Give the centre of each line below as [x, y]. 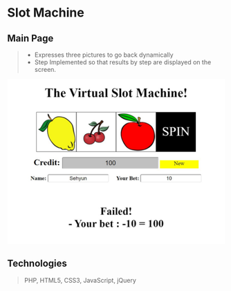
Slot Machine [46, 13]
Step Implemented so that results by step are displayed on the [123, 62]
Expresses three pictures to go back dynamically [104, 55]
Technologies [37, 264]
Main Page [30, 38]
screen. [45, 69]
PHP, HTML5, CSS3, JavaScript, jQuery [80, 280]
